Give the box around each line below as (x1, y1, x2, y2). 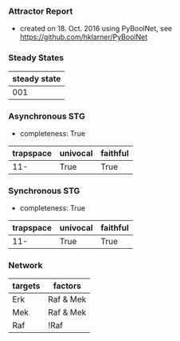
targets (12, 280, 41, 291)
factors (53, 280, 81, 291)
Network (8, 260, 43, 271)
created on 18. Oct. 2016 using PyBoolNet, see (19, 24, 173, 34)
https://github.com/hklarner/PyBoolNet (19, 32, 148, 42)
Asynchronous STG (8, 110, 86, 122)
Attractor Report (8, 6, 73, 17)
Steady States (8, 52, 65, 63)
